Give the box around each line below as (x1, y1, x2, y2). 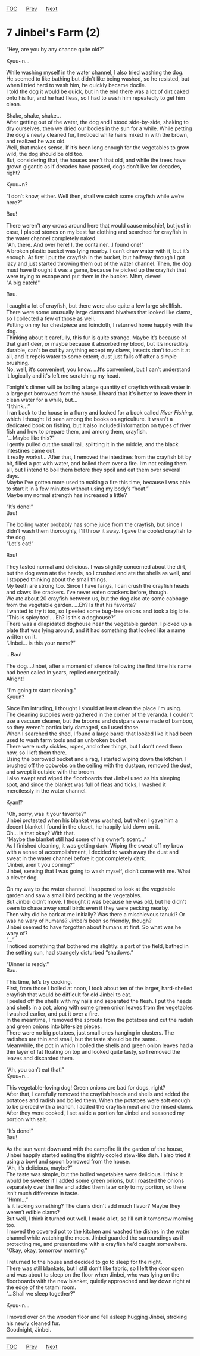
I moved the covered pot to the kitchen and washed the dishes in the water (6, 1228, 190, 1235)
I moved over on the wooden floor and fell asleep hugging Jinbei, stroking (6, 1313, 187, 1320)
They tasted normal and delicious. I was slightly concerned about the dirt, (6, 563, 187, 570)
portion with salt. (6, 1115, 48, 1122)
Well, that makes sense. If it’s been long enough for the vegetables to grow (6, 143, 189, 151)
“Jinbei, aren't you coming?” (6, 861, 76, 868)
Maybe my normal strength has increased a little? (6, 491, 127, 498)
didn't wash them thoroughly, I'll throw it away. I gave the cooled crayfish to (6, 527, 192, 534)
